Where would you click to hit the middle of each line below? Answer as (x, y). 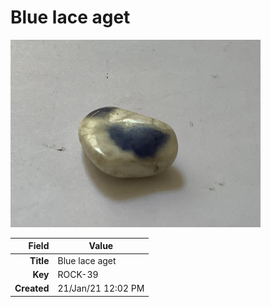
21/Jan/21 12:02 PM (101, 288)
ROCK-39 (78, 274)
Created (32, 288)
